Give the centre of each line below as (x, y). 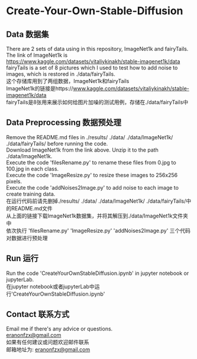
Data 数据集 (28, 34)
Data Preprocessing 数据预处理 (64, 123)
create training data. (31, 194)
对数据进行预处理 (27, 238)
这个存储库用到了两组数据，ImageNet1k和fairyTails (68, 81)
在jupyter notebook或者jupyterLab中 (50, 286)
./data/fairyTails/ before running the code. (57, 143)
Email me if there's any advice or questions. (59, 329)
